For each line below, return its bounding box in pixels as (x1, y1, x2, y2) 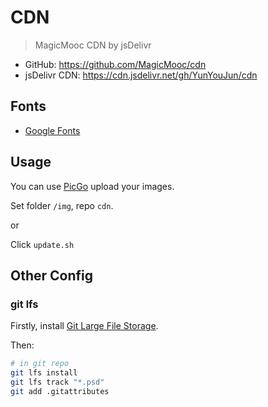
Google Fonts (24, 124, 81, 136)
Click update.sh (10, 238, 75, 250)
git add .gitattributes (10, 386, 110, 396)
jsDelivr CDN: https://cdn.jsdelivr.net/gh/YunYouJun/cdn (24, 69, 258, 81)
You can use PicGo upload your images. (10, 180, 175, 192)
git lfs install (10, 368, 78, 378)
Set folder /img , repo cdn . (10, 199, 114, 211)
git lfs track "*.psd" (10, 377, 105, 387)
